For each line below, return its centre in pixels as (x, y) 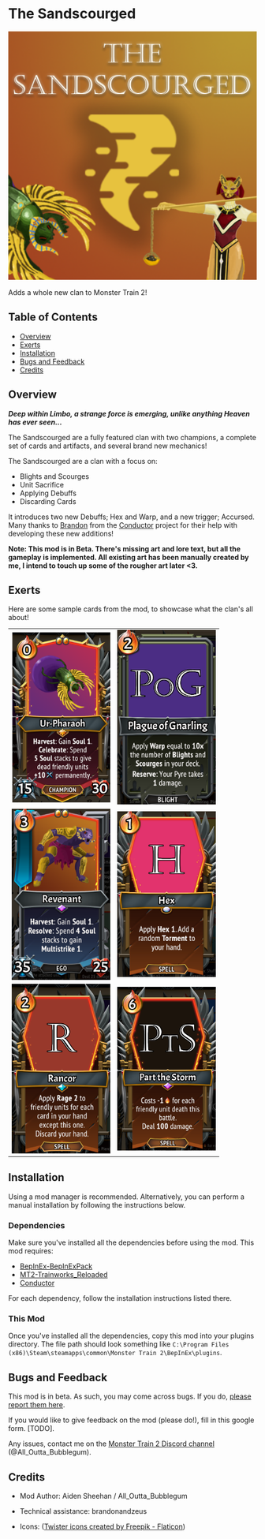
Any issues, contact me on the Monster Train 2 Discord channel (112, 1444)
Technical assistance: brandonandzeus (83, 1511)
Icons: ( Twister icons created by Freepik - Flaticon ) (103, 1526)
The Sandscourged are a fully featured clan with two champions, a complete (132, 437)
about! (19, 618)
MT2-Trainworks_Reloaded (63, 1275)
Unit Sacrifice (42, 484)
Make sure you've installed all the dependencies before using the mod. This (131, 1242)
